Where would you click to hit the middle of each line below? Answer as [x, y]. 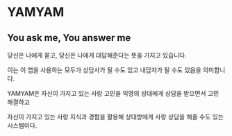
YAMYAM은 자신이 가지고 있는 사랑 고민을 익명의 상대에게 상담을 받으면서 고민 [113, 93]
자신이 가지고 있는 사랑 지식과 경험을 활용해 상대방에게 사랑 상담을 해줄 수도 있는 [116, 117]
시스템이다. [22, 125]
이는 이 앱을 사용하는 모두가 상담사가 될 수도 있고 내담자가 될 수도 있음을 [104, 70]
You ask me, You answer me [69, 38]
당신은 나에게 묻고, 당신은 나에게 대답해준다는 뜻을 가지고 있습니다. [97, 55]
